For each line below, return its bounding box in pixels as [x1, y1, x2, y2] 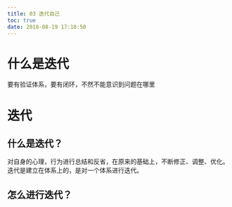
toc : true [7, 17, 37, 24]
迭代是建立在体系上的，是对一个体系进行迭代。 [7, 166, 143, 175]
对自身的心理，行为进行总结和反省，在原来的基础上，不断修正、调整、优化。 [7, 157, 229, 166]
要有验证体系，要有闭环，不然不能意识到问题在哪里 [7, 80, 155, 88]
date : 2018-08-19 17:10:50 [7, 23, 86, 30]
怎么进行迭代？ [7, 189, 72, 201]
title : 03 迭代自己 [7, 10, 60, 18]
